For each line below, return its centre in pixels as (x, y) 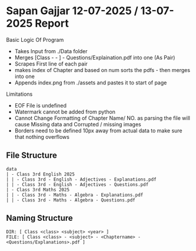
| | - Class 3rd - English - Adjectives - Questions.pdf (77, 184)
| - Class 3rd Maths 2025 (38, 190)
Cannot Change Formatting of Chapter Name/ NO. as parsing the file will (102, 118)
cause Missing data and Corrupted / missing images (78, 124)
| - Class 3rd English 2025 (41, 174)
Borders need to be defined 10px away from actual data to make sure (98, 131)
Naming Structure (40, 218)
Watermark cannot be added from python (65, 112)
